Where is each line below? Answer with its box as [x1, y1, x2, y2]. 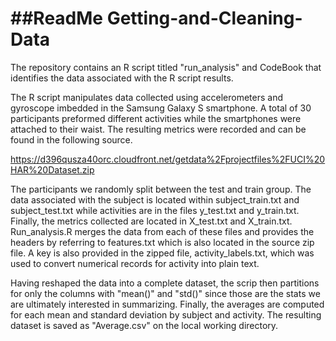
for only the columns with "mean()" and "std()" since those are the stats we [10, 287, 321, 299]
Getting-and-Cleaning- [106, 7, 303, 30]
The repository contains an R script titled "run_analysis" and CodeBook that [10, 61, 322, 73]
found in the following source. [10, 133, 133, 146]
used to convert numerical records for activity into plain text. [10, 257, 260, 269]
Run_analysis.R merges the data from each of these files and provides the [10, 225, 315, 237]
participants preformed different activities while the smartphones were [10, 112, 302, 124]
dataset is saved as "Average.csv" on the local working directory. [10, 319, 279, 331]
